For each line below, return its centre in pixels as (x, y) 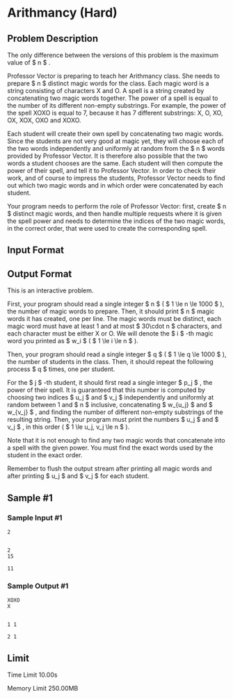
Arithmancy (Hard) (63, 13)
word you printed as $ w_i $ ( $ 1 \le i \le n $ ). (73, 341)
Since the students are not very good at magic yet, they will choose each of (115, 141)
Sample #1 (30, 498)
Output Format (40, 273)
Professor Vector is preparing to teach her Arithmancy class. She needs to (114, 76)
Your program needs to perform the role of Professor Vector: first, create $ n (117, 206)
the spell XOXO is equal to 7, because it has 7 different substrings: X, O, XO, (115, 113)
